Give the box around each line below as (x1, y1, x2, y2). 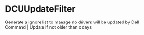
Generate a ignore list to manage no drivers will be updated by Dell (5, 19, 139, 25)
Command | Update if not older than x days (5, 24, 92, 30)
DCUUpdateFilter (5, 3, 76, 14)
